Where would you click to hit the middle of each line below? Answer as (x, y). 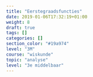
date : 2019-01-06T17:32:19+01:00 (47, 17)
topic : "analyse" (27, 60)
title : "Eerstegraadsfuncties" (44, 11)
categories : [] (25, 38)
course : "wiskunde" (30, 54)
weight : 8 (18, 22)
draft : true (20, 27)
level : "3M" (20, 49)
